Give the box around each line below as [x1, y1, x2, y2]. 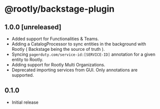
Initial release [11, 99, 39, 105]
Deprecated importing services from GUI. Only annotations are [11, 67, 138, 73]
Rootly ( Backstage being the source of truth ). [11, 46, 105, 52]
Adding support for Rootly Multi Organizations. [11, 62, 105, 67]
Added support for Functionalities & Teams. [11, 36, 99, 42]
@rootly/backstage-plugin [4, 3, 115, 15]
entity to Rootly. [11, 57, 43, 62]
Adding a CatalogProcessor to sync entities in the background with [11, 41, 146, 47]
